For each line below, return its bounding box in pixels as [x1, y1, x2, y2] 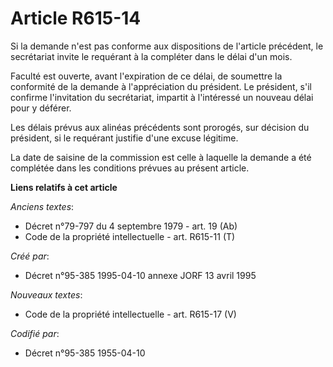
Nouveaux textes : [10, 288, 83, 301]
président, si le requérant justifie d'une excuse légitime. [10, 132, 239, 144]
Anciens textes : [10, 200, 75, 212]
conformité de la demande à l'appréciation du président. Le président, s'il [10, 80, 312, 92]
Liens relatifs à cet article [10, 181, 118, 193]
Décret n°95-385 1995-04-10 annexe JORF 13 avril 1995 [24, 269, 257, 281]
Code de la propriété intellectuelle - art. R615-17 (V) [24, 308, 237, 320]
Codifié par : [10, 327, 60, 339]
